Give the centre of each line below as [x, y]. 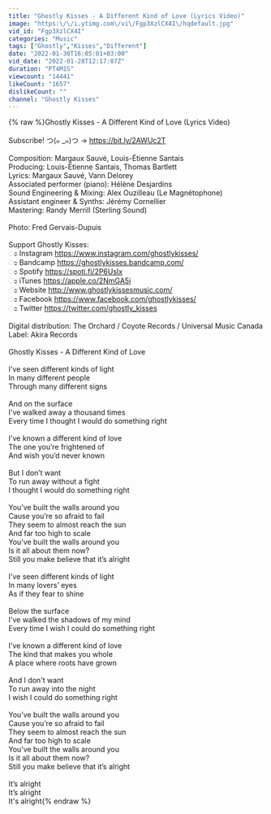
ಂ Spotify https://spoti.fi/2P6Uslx [66, 272]
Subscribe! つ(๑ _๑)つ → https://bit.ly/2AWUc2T [87, 141]
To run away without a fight [54, 481]
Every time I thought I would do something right [88, 421]
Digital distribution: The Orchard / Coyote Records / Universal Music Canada [136, 326]
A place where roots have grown [63, 663]
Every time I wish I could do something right [82, 629]
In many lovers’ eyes [43, 585]
